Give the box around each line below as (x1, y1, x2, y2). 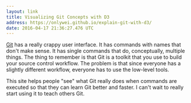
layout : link (6, 8, 38, 15)
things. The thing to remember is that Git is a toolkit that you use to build (6, 54, 182, 61)
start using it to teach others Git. (6, 90, 85, 97)
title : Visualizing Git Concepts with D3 (6, 14, 110, 20)
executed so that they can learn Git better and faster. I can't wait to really (6, 84, 184, 91)
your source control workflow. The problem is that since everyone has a (6, 60, 182, 67)
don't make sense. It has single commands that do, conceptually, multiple (6, 48, 185, 55)
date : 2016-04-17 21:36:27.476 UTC (6, 25, 94, 31)
